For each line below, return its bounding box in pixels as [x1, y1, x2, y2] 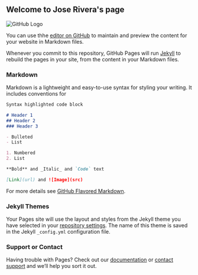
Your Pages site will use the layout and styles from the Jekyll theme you [6, 215, 181, 223]
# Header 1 [6, 112, 33, 118]
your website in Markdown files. [6, 38, 84, 45]
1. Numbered [6, 150, 35, 156]
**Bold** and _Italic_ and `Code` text [6, 166, 105, 172]
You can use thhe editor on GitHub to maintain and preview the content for [6, 32, 187, 39]
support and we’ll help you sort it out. [6, 263, 97, 270]
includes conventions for [6, 90, 67, 97]
